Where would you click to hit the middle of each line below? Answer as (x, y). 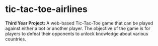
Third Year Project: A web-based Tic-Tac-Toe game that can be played (79, 23)
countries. (16, 39)
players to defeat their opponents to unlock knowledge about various (77, 33)
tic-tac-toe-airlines (47, 9)
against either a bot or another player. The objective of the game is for (78, 28)
